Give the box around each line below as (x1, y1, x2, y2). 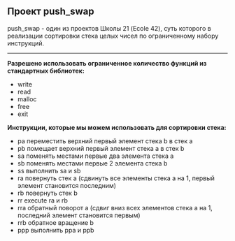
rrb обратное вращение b (17, 218, 94, 226)
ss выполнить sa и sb (17, 166, 81, 175)
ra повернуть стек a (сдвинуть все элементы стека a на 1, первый (17, 174, 215, 182)
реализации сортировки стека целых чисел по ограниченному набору (7, 31, 219, 40)
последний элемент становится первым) (17, 211, 141, 219)
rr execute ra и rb (17, 196, 68, 205)
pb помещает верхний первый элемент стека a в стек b (17, 144, 185, 152)
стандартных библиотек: (7, 66, 85, 75)
